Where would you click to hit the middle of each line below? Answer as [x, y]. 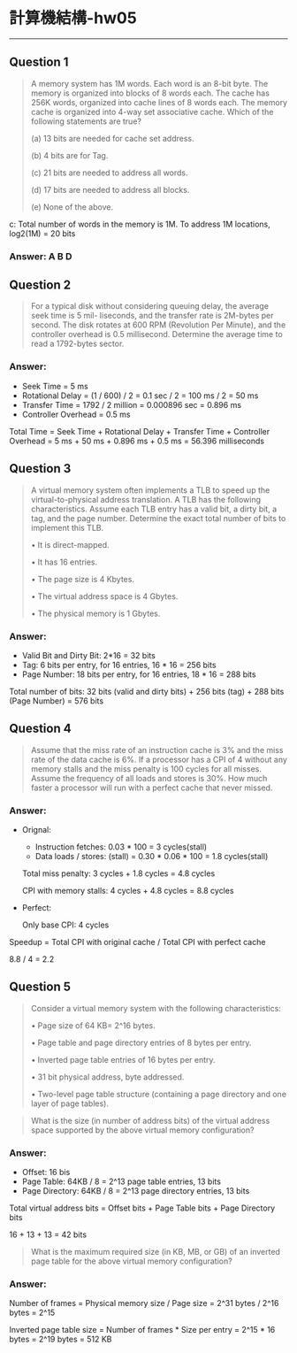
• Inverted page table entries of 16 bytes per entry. [123, 1059]
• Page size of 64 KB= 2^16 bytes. [93, 1025]
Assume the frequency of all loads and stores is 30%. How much [149, 778]
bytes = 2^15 [32, 1313]
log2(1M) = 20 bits [42, 233]
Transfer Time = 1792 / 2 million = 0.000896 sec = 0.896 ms [131, 404]
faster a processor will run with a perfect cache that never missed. [152, 788]
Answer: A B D [41, 256]
